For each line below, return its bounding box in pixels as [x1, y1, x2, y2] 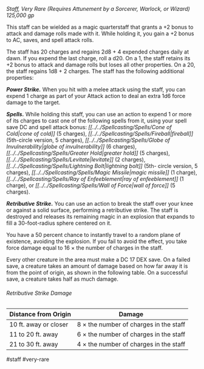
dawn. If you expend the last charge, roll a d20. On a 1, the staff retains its [6, 55, 191, 61]
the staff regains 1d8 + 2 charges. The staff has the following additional [6, 68, 185, 75]
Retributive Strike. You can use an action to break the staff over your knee [6, 200, 193, 207]
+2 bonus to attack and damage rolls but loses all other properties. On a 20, [6, 61, 195, 68]
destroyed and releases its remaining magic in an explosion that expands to [6, 213, 195, 220]
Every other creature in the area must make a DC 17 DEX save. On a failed [6, 256, 191, 263]
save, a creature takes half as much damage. [6, 275, 119, 283]
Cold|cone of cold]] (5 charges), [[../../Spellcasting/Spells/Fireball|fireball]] [6, 130, 194, 137]
